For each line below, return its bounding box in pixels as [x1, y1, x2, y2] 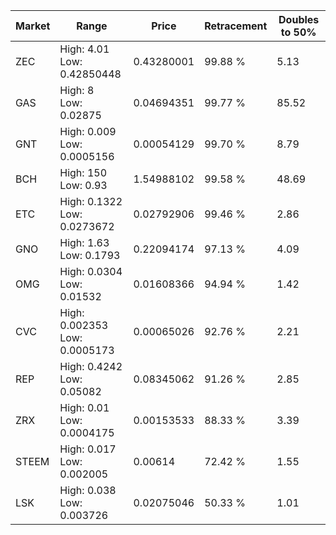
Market [15, 19, 51, 33]
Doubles [278, 13, 320, 26]
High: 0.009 [59, 125, 117, 138]
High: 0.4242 [59, 360, 123, 373]
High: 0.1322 [59, 195, 123, 208]
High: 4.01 [59, 42, 110, 56]
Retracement [204, 19, 268, 33]
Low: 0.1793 [59, 249, 121, 262]
